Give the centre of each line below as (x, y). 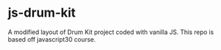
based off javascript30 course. (52, 39)
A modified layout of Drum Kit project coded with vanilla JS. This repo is (111, 32)
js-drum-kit (42, 13)
